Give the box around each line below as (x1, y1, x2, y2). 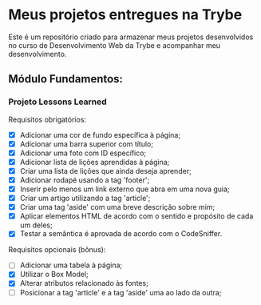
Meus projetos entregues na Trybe (8, 6, 243, 24)
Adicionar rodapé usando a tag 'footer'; (19, 175, 150, 185)
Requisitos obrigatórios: (8, 114, 86, 124)
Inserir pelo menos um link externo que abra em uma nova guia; (19, 184, 230, 194)
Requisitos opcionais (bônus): (8, 245, 106, 255)
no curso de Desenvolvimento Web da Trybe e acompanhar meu (8, 40, 221, 50)
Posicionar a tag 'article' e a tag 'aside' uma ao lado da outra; (19, 287, 222, 297)
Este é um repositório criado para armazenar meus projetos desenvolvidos (8, 32, 254, 42)
